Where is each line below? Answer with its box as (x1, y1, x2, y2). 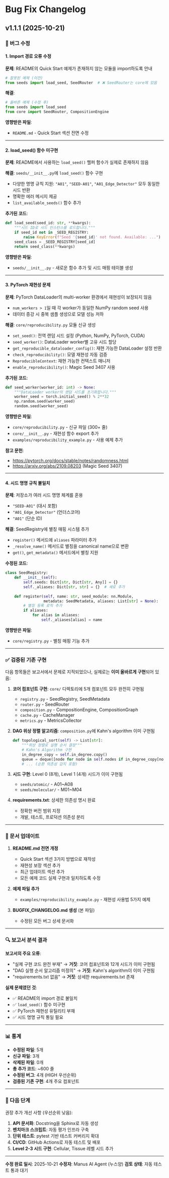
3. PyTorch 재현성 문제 (5, 282, 51, 288)
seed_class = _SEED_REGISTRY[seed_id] (14, 239, 96, 244)
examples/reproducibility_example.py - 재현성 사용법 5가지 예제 (20, 896, 151, 902)
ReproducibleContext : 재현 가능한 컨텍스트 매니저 (12, 358, 111, 364)
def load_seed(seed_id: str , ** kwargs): (5, 221, 92, 226)
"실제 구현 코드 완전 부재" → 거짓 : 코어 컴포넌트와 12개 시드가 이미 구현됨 (12, 961, 155, 967)
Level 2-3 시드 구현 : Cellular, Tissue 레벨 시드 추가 (12, 1145, 114, 1151)
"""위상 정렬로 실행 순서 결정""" (22, 743, 82, 748)
